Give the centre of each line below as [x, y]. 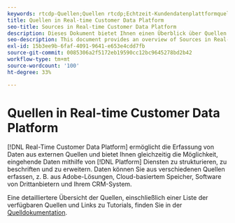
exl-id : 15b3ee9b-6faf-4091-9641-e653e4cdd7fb [76, 46]
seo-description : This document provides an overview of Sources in [109, 40]
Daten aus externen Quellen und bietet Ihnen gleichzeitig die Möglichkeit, [113, 154]
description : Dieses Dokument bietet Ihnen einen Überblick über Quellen [117, 33]
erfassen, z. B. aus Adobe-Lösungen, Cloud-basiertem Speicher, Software [114, 177]
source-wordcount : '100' [43, 66]
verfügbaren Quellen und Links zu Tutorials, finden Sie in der [95, 205]
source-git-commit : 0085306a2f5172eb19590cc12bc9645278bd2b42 [100, 53]
